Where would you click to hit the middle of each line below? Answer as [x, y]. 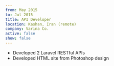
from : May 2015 [21, 10]
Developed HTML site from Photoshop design [61, 58]
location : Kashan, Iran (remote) [41, 24]
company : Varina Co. [27, 29]
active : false [20, 34]
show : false [18, 39]
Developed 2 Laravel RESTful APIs [49, 53]
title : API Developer [28, 19]
